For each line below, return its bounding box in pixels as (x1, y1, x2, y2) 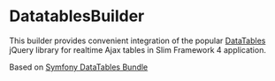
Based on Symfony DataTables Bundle (9, 62, 149, 72)
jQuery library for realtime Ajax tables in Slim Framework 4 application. (9, 44, 267, 55)
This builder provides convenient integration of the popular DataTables (9, 35, 266, 46)
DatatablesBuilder (9, 6, 145, 26)
